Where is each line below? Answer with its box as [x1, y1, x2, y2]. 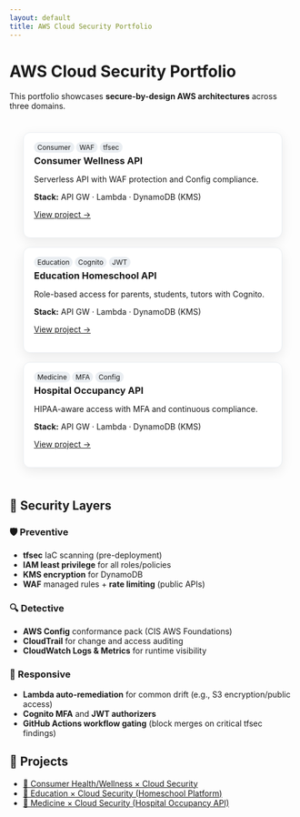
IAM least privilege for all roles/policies [22, 560, 172, 570]
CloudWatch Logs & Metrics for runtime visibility [22, 645, 207, 656]
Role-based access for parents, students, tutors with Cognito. [34, 288, 265, 300]
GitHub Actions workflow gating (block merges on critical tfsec [22, 718, 264, 729]
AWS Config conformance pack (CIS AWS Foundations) [22, 626, 233, 637]
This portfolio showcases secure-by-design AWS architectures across [9, 91, 277, 102]
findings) [22, 727, 56, 738]
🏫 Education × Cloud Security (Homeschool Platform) [22, 788, 223, 799]
